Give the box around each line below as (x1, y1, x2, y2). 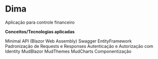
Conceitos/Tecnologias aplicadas (5, 29, 75, 34)
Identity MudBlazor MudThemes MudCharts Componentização (5, 48, 132, 54)
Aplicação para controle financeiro (5, 19, 75, 25)
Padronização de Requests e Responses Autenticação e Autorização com (5, 43, 154, 49)
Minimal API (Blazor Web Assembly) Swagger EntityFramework (5, 38, 132, 44)
